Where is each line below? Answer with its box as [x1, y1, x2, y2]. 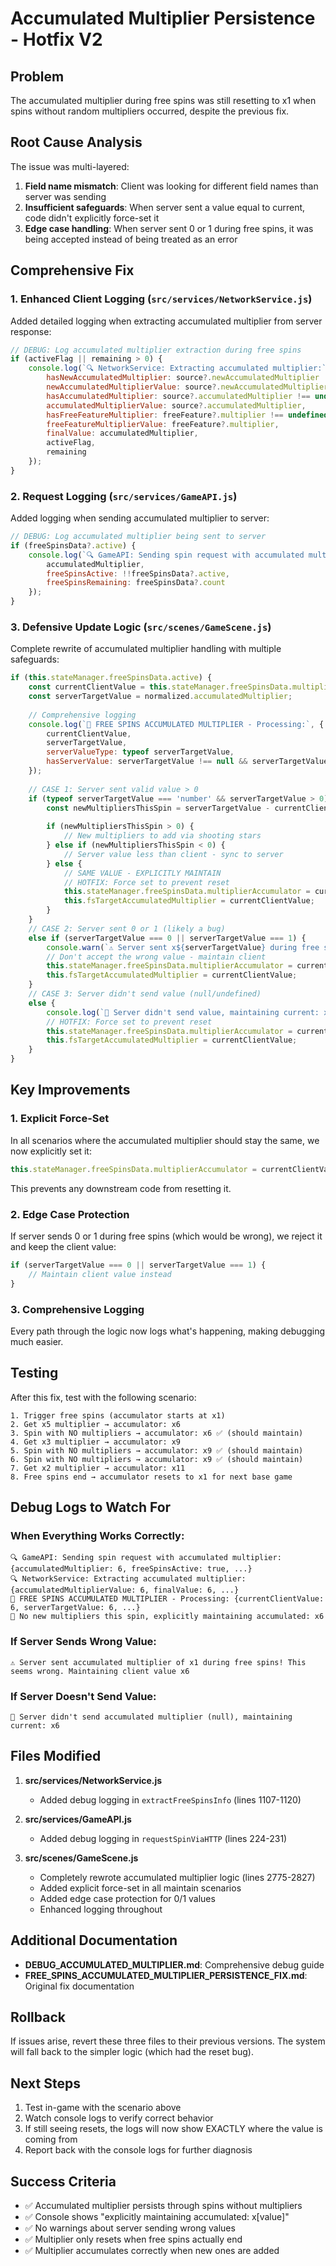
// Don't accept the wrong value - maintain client [46, 952, 267, 962]
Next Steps [10, 2075, 81, 2092]
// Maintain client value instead [28, 1269, 172, 1279]
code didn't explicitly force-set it [24, 212, 160, 224]
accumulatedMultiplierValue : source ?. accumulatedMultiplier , [46, 400, 307, 411]
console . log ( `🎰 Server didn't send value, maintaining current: [46, 1007, 320, 1017]
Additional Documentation [10, 1932, 178, 1949]
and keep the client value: [10, 1240, 117, 1252]
